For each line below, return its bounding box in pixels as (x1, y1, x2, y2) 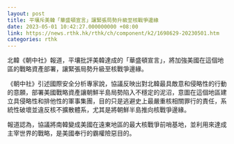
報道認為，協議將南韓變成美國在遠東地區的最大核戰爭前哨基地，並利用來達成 (7, 120, 227, 129)
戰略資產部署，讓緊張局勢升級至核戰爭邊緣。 (19, 65, 148, 73)
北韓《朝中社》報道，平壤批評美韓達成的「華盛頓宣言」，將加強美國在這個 (7, 56, 218, 65)
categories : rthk (7, 36, 58, 43)
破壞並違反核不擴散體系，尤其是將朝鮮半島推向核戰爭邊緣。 (19, 106, 190, 114)
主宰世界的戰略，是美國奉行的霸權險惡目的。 (7, 129, 136, 138)
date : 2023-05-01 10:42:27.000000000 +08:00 (7, 23, 139, 30)
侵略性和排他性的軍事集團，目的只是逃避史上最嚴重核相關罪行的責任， (19, 97, 221, 105)
